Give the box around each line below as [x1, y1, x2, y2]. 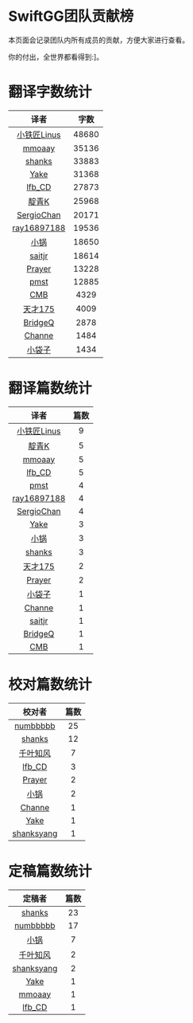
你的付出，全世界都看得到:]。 [8, 52, 104, 61]
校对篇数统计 [8, 676, 93, 693]
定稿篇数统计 [8, 862, 93, 880]
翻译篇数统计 [8, 379, 93, 398]
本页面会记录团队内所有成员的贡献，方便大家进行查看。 [8, 35, 189, 45]
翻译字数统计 [8, 83, 93, 101]
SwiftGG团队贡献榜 [8, 7, 134, 25]
